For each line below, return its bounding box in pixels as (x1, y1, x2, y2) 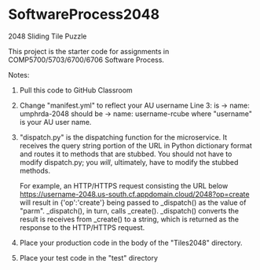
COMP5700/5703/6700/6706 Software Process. (8, 55, 165, 64)
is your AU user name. (19, 117, 92, 126)
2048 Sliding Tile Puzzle (8, 31, 87, 41)
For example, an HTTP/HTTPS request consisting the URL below (19, 181, 229, 190)
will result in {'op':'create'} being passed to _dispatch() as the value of (19, 198, 247, 207)
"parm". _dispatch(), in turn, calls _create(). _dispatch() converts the (19, 206, 240, 215)
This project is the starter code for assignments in (8, 46, 170, 56)
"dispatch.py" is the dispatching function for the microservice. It (19, 132, 228, 142)
